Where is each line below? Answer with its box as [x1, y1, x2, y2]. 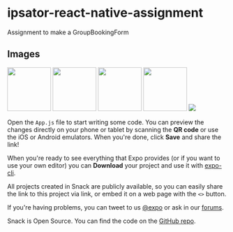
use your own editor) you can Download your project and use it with [7, 161, 204, 169]
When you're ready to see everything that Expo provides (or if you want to [7, 154, 220, 162]
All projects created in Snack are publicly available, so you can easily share [7, 182, 223, 190]
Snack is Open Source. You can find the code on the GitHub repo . [7, 217, 196, 225]
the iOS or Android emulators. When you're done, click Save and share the [7, 133, 222, 141]
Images [7, 48, 40, 60]
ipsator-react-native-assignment [7, 5, 204, 21]
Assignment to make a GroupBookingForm [7, 28, 129, 36]
